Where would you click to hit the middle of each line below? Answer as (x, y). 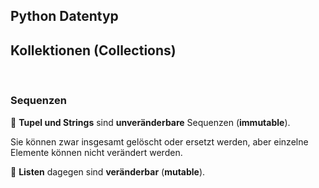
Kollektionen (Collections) (93, 50)
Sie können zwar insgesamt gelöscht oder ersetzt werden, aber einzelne (159, 141)
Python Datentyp (64, 16)
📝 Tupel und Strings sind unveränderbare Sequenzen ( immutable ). (150, 122)
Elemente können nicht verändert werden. (96, 152)
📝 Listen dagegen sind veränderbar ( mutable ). (108, 171)
